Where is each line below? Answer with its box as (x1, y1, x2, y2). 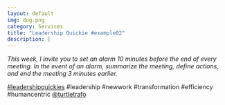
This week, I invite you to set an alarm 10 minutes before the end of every (7, 55, 217, 63)
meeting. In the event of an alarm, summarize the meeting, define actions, (7, 62, 219, 70)
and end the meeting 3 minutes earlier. (7, 70, 118, 78)
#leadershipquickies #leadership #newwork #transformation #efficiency (7, 83, 213, 91)
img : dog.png (7, 17, 45, 23)
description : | (7, 36, 51, 43)
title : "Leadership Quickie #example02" (7, 29, 126, 37)
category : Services (7, 23, 64, 30)
